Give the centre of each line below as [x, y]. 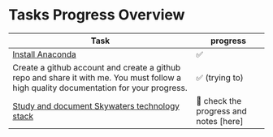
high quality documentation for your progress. [100, 88]
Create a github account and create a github [97, 67]
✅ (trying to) [220, 77]
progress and [222, 111]
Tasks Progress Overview [97, 15]
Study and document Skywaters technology [96, 105]
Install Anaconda [44, 54]
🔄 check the [219, 101]
